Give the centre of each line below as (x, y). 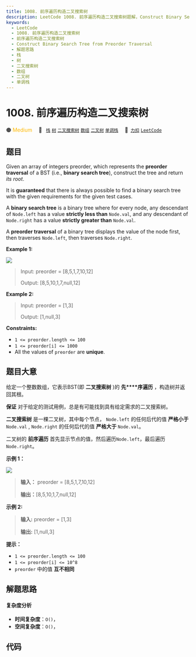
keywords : (18, 22)
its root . (15, 178)
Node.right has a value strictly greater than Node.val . (71, 220)
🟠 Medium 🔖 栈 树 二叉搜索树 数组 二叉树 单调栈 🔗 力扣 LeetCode (84, 130)
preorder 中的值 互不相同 (44, 569)
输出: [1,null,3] (37, 532)
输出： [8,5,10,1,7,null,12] (48, 494)
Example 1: (20, 249)
